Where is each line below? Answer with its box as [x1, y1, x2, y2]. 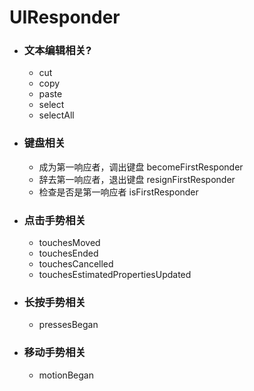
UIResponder [9, 6, 121, 29]
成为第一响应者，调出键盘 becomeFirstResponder [38, 161, 244, 173]
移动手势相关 [23, 346, 86, 360]
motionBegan [38, 369, 94, 381]
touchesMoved [38, 237, 101, 249]
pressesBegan [38, 319, 99, 331]
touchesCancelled [38, 258, 114, 270]
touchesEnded [38, 247, 99, 260]
